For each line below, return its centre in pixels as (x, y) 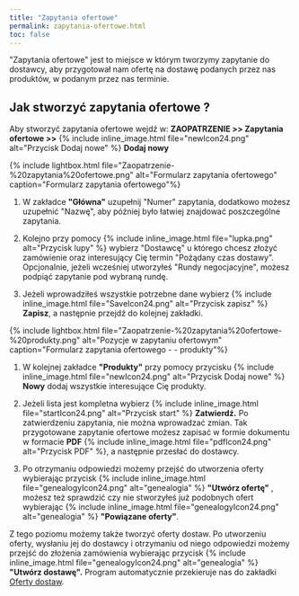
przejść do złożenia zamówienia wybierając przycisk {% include (128, 553)
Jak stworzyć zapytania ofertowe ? (110, 107)
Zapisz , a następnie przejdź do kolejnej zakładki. (113, 313)
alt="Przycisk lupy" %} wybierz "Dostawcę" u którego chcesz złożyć (150, 248)
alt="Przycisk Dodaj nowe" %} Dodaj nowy (89, 148)
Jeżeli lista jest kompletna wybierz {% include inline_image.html (140, 404)
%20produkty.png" (45, 340)
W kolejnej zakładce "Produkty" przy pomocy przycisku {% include (148, 367)
